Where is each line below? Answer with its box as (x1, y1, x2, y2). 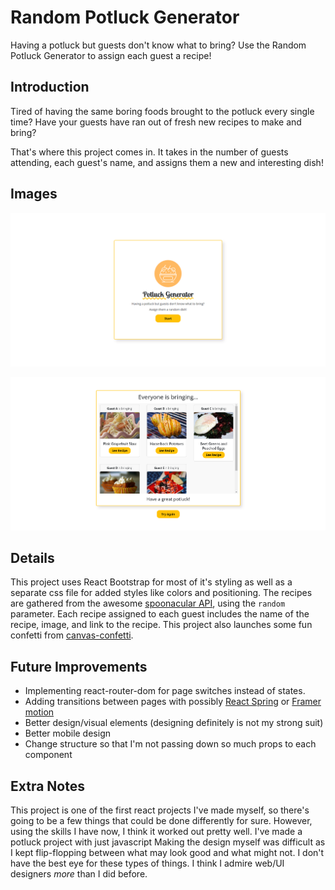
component (24, 749, 73, 761)
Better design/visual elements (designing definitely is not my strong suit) (24, 717, 324, 729)
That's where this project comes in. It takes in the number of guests (10, 146, 289, 158)
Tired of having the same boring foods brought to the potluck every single (10, 105, 315, 117)
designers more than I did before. (10, 867, 148, 880)
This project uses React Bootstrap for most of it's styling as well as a (10, 576, 293, 588)
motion (24, 706, 55, 718)
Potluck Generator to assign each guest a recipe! (10, 49, 212, 61)
